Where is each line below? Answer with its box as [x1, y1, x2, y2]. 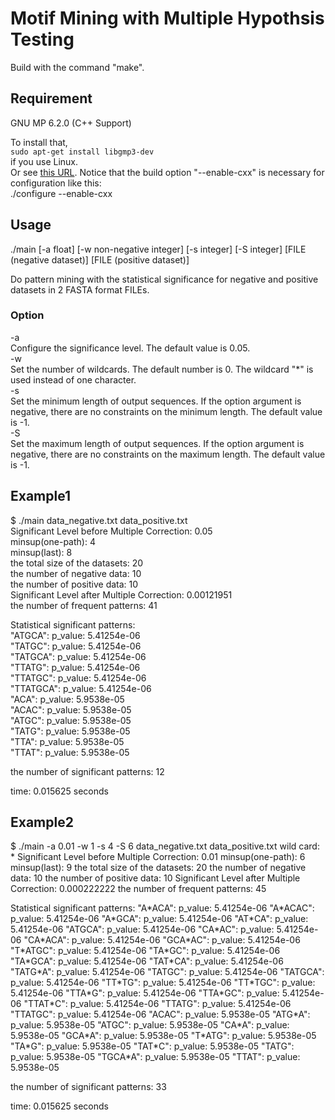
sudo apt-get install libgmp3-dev [10, 147, 155, 157]
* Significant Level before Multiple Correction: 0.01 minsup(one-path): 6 [10, 851, 306, 863]
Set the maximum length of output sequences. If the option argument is [10, 437, 305, 449]
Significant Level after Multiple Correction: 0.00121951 [10, 588, 233, 601]
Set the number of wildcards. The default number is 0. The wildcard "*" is [10, 363, 314, 375]
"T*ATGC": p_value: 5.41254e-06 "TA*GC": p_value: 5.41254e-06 [10, 945, 281, 957]
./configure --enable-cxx [10, 187, 113, 199]
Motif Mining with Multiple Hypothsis [10, 7, 325, 30]
